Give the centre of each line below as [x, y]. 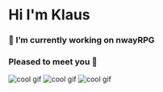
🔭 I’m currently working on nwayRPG [81, 40]
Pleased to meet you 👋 [53, 62]
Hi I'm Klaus [49, 15]
